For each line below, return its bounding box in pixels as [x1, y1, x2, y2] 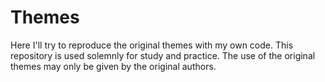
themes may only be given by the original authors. [10, 60, 217, 72]
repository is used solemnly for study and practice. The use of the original [10, 49, 316, 61]
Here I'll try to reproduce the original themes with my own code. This [10, 39, 294, 51]
